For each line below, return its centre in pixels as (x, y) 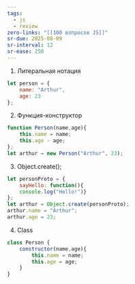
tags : (15, 13)
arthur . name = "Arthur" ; (42, 211)
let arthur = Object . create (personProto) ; (68, 204)
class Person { (29, 242)
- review (26, 26)
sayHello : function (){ (51, 185)
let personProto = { (36, 179)
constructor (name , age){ (53, 249)
